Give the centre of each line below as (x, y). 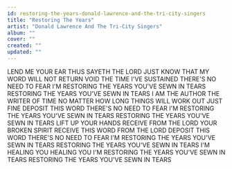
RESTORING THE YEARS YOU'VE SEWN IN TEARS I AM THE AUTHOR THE (114, 93)
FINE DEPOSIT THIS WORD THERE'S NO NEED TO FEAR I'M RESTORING (111, 108)
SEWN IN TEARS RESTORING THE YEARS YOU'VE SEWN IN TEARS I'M (108, 145)
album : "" (21, 33)
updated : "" (24, 52)
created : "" (24, 46)
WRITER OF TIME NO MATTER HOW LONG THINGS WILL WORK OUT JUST (115, 101)
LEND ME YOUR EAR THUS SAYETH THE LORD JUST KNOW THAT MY (108, 71)
